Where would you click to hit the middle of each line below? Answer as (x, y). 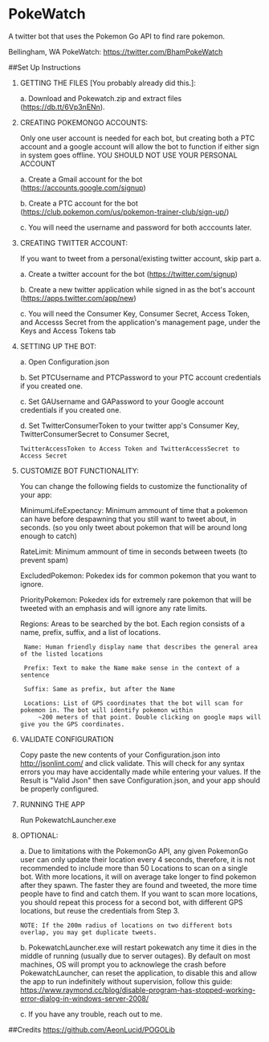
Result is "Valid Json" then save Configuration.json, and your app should (140, 780)
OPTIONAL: (39, 835)
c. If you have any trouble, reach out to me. (91, 1014)
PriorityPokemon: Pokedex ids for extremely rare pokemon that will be (136, 600)
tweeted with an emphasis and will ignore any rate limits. (113, 608)
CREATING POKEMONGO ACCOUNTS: (84, 122)
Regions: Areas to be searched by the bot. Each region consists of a (132, 624)
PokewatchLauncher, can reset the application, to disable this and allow (138, 973)
